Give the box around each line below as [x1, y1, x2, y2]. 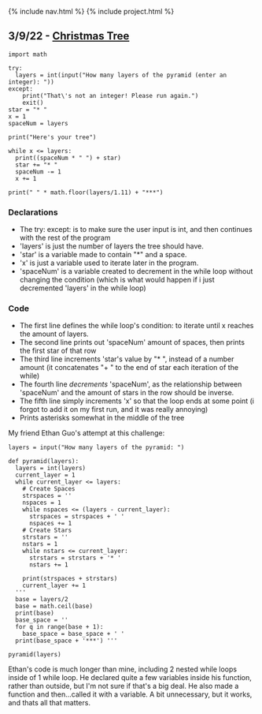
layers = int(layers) [15, 465, 87, 473]
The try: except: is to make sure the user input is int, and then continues [19, 225, 253, 234]
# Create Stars [22, 526, 72, 535]
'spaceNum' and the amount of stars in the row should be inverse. [19, 388, 234, 398]
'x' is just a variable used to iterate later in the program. [19, 258, 199, 267]
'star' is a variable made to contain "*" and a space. [19, 250, 187, 260]
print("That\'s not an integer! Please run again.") [22, 92, 199, 99]
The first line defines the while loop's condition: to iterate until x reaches [19, 321, 254, 331]
